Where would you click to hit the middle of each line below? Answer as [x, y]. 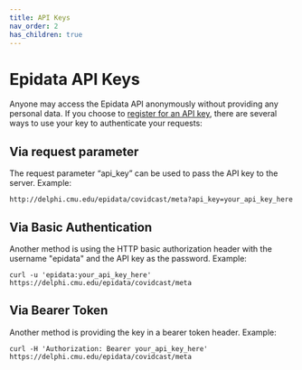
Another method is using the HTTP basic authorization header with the [141, 248]
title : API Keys [40, 18]
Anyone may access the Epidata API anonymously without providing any [144, 104]
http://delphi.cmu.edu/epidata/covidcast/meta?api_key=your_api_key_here [151, 199]
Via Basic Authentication [81, 227]
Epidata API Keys [75, 79]
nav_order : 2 [34, 26]
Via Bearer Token [59, 311]
